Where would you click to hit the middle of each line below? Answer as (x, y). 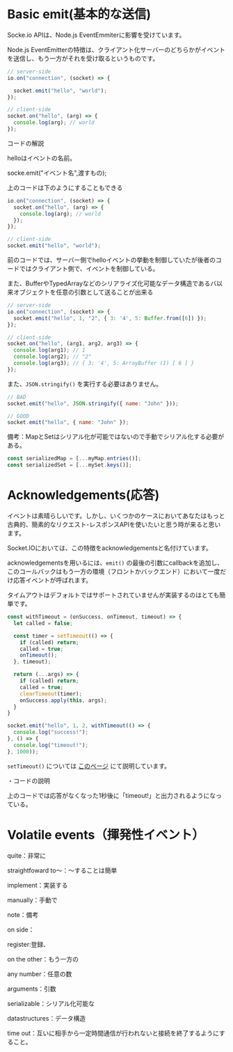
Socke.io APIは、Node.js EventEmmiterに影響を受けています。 (96, 35)
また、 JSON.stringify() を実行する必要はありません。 (85, 384)
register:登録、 (29, 944)
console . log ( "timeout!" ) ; (51, 745)
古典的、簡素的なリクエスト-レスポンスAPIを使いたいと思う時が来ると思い (114, 524)
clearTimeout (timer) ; (51, 693)
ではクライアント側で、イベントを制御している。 (89, 269)
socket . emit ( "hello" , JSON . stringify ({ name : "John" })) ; (93, 403)
